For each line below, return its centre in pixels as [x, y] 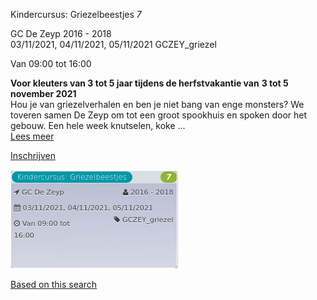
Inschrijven [33, 155]
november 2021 [43, 93]
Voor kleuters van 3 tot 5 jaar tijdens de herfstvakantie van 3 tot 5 [149, 83]
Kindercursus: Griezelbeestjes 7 [76, 14]
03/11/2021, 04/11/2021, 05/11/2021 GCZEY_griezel [113, 44]
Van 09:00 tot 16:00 [51, 63]
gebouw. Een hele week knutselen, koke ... [98, 125]
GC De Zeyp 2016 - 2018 [61, 33]
